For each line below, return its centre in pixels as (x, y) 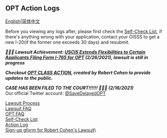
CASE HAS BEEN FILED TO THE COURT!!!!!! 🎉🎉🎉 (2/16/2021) (69, 88)
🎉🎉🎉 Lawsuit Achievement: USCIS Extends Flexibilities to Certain (75, 52)
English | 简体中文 (23, 21)
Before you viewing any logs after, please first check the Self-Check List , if (83, 31)
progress (15, 62)
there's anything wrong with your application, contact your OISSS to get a (82, 37)
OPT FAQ (15, 114)
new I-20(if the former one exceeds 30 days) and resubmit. (67, 42)
